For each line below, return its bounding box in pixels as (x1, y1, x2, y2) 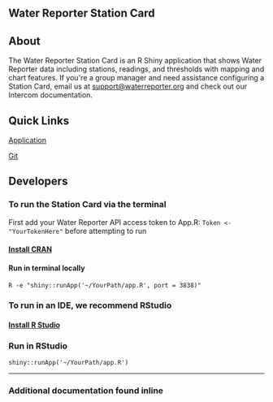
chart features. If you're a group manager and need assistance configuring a (8, 73, 265, 83)
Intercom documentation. (8, 90, 93, 100)
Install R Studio (8, 320, 61, 330)
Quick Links (8, 114, 70, 128)
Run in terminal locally (8, 263, 85, 273)
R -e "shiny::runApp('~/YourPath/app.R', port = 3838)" (8, 281, 201, 289)
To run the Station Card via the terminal (8, 199, 167, 210)
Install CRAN (8, 244, 53, 254)
